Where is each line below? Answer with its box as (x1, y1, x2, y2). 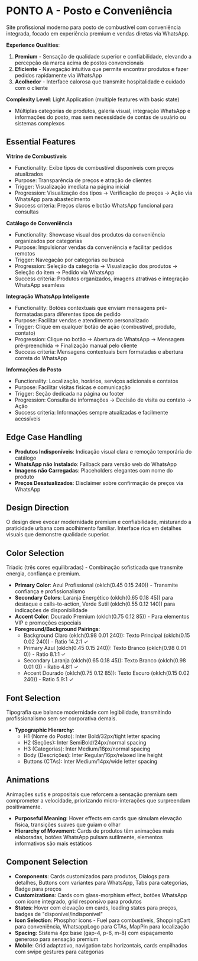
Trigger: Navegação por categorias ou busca (14, 256, 124, 263)
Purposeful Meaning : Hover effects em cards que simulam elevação (14, 814, 182, 821)
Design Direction (6, 503, 69, 513)
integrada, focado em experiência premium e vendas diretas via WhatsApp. (6, 30, 190, 37)
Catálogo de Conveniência (6, 219, 73, 227)
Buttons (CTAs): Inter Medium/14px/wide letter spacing (23, 758, 158, 765)
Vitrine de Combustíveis (6, 153, 67, 160)
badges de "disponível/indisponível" (14, 910, 103, 917)
